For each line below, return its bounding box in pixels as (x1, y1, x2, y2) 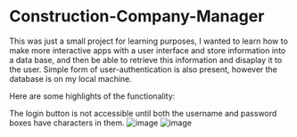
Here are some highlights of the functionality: (9, 91, 176, 101)
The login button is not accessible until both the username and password (9, 108, 277, 118)
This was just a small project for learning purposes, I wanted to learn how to (9, 36, 288, 46)
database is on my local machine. (9, 73, 132, 84)
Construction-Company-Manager (9, 6, 265, 27)
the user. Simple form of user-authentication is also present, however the (9, 64, 278, 75)
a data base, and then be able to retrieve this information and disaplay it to (9, 54, 283, 65)
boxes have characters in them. (9, 117, 125, 128)
